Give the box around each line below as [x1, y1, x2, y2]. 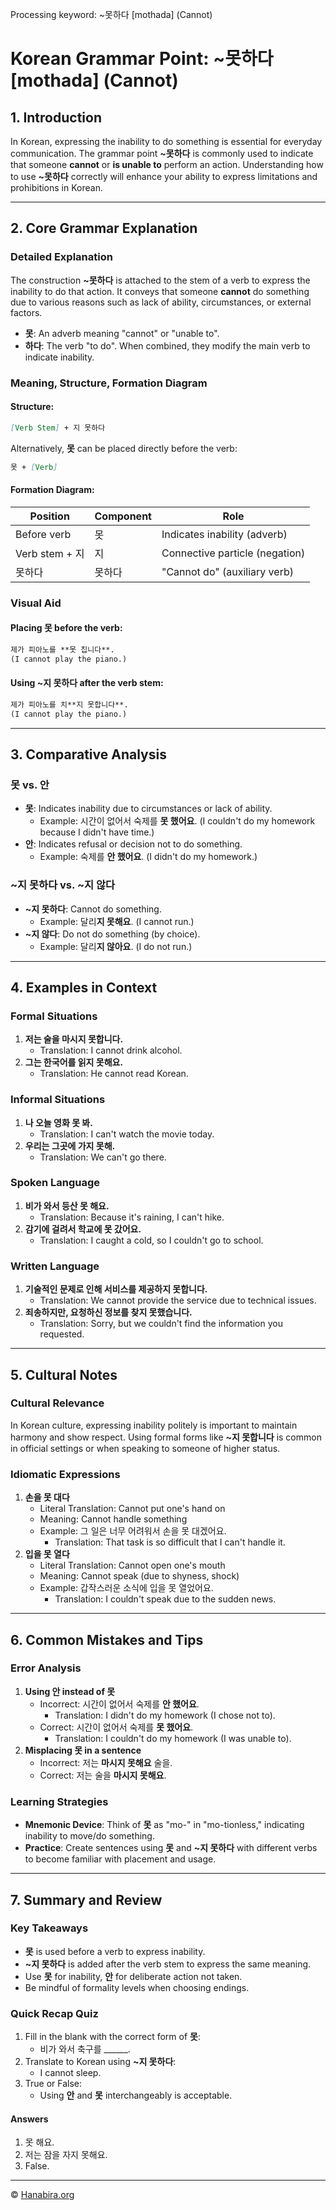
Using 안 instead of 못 [24, 1685, 116, 1697]
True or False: [24, 2078, 83, 2090]
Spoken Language [10, 1176, 101, 1190]
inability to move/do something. [24, 1830, 155, 1842]
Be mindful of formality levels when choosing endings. [24, 1981, 250, 1993]
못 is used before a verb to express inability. [24, 1945, 206, 1957]
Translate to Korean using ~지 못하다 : [24, 2056, 177, 2068]
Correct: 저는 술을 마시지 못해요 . [39, 1769, 167, 1781]
